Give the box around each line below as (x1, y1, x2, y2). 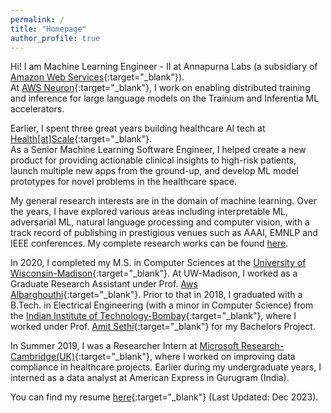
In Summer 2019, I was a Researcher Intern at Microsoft (10, 340, 240, 352)
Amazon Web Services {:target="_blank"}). (10, 71, 185, 83)
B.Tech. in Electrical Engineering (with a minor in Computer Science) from (10, 299, 314, 311)
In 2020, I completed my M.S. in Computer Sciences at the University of (10, 257, 307, 269)
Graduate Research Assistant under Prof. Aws (10, 278, 198, 290)
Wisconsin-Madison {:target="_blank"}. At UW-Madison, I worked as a (10, 267, 298, 280)
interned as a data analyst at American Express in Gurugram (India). (10, 372, 290, 384)
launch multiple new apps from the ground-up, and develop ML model (10, 165, 299, 177)
